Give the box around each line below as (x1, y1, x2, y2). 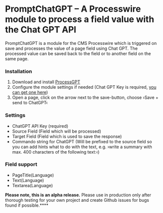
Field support (5, 161, 37, 168)
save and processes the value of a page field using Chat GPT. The (5, 45, 138, 51)
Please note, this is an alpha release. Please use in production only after (5, 192, 152, 198)
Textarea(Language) (12, 182, 53, 188)
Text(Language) (12, 177, 44, 183)
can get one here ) (12, 89, 48, 96)
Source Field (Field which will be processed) (12, 128, 101, 134)
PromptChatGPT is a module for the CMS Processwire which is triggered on (5, 40, 157, 46)
